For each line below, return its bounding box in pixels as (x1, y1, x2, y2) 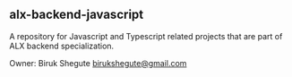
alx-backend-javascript (9, 7, 144, 22)
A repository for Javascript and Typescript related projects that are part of (9, 30, 283, 41)
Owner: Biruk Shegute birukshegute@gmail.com (9, 57, 187, 68)
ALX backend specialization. (9, 40, 115, 51)
